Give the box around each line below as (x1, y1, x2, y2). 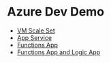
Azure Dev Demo (7, 4, 104, 20)
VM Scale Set (16, 26, 56, 35)
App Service (16, 33, 52, 41)
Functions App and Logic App (16, 48, 101, 56)
